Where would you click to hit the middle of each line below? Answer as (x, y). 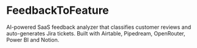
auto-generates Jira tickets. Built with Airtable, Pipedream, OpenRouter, (96, 33)
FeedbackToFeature (58, 10)
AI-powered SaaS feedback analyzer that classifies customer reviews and (99, 27)
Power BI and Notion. (33, 40)
